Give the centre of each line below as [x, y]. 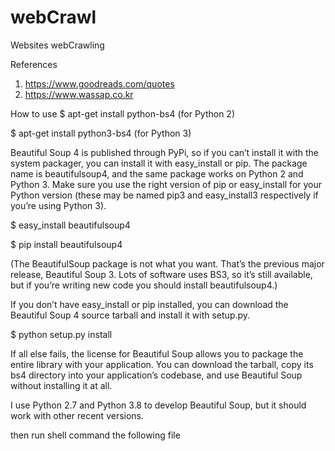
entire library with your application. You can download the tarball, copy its [162, 364]
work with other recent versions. [77, 415]
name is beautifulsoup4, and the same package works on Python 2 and [157, 173]
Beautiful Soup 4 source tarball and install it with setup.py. [130, 315]
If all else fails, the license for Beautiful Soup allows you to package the [157, 353]
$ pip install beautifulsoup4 [66, 244]
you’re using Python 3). [58, 205]
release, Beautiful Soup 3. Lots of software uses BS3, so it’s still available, [161, 274]
